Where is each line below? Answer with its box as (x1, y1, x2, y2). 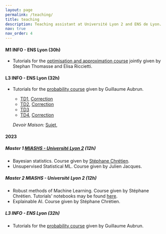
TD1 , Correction (20, 96, 53, 102)
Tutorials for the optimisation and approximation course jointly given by (12, 58, 161, 64)
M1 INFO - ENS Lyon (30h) (5, 47, 61, 53)
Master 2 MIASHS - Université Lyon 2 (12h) (5, 175, 97, 181)
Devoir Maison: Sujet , (12, 122, 58, 128)
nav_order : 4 (5, 31, 33, 36)
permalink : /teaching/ (5, 12, 53, 17)
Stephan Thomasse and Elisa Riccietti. (12, 63, 93, 69)
